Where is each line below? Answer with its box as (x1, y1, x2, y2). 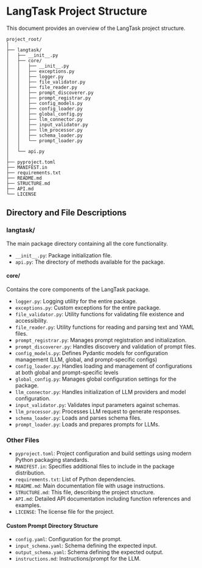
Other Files (6, 436, 40, 444)
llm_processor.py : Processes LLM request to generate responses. (15, 408, 181, 415)
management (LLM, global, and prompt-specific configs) (15, 356, 158, 363)
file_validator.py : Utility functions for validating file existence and (15, 310, 184, 318)
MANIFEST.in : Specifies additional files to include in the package (15, 462, 175, 470)
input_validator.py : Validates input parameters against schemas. (15, 401, 181, 408)
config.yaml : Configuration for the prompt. (15, 536, 122, 543)
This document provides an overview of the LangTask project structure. (6, 24, 186, 32)
